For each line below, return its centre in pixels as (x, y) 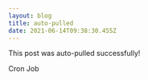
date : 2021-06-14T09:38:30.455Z (62, 30)
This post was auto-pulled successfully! (74, 54)
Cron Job (24, 69)
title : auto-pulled (41, 23)
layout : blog (30, 16)
